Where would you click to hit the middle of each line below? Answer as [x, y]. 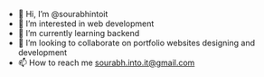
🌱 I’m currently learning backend [79, 33]
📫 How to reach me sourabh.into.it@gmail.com [106, 63]
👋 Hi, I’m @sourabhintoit [63, 14]
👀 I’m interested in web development [86, 24]
